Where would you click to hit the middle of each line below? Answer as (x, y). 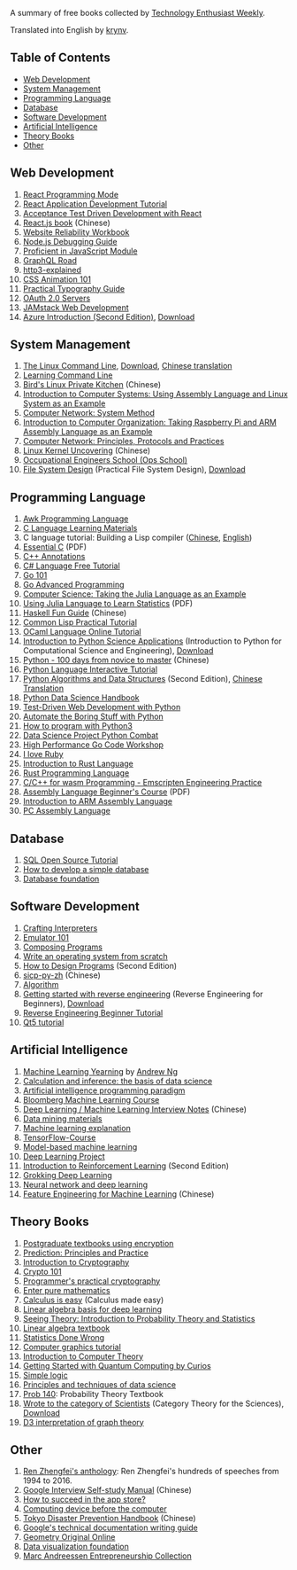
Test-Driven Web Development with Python (102, 707)
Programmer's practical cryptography (91, 1281)
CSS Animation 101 (57, 279)
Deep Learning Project (64, 1156)
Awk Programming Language (76, 519)
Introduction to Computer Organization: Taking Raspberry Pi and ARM (149, 422)
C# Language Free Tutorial (71, 566)
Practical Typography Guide (74, 288)
